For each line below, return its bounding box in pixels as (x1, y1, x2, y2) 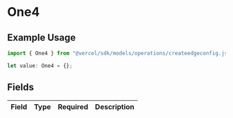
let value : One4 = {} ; (7, 62, 73, 69)
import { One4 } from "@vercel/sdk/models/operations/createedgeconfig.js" (7, 50, 231, 57)
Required (58, 101, 89, 111)
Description (94, 101, 135, 111)
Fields (7, 81, 35, 93)
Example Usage (7, 32, 76, 43)
